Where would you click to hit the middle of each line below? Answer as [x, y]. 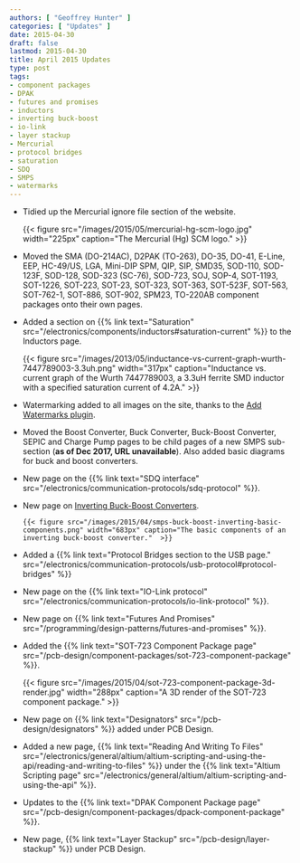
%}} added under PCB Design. [157, 729]
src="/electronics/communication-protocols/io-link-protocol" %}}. [145, 602]
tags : [19, 77]
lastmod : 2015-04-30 [48, 52]
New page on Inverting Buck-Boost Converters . [111, 506]
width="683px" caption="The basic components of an [187, 530]
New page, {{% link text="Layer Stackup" [100, 839]
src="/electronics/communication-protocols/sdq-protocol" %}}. [141, 488]
